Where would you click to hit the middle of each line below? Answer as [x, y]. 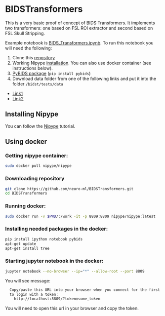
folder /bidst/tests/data [38, 84]
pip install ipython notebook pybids [44, 239]
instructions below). [32, 68]
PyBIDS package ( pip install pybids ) [51, 73]
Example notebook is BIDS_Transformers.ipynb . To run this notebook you [80, 42]
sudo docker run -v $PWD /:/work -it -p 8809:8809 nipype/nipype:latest [80, 216]
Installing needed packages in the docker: [57, 229]
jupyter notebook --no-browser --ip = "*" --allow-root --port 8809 [75, 271]
